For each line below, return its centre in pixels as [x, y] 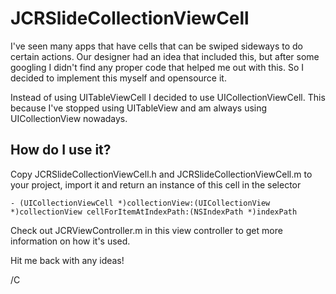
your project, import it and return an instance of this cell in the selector [156, 184]
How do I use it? [61, 150]
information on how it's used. [70, 241]
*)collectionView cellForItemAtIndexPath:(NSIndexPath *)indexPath [154, 212]
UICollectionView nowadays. [69, 118]
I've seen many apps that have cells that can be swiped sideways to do [156, 46]
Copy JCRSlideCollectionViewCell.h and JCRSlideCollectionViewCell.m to [161, 174]
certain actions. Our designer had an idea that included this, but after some [165, 56]
